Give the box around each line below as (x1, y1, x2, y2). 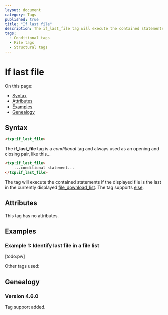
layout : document (5, 7, 41, 13)
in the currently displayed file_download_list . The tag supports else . (5, 184, 144, 190)
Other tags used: (5, 263, 40, 269)
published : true (5, 17, 39, 22)
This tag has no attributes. (5, 212, 59, 219)
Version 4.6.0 (5, 292, 39, 299)
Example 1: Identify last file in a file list (5, 242, 100, 249)
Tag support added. (5, 304, 46, 310)
